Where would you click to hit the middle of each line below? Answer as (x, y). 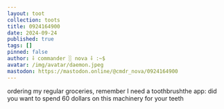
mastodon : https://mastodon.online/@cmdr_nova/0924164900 (93, 71)
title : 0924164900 (34, 26)
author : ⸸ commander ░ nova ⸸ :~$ (56, 59)
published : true (31, 39)
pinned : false (28, 52)
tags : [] (20, 46)
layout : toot (26, 13)
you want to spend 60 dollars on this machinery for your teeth (95, 98)
